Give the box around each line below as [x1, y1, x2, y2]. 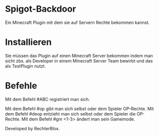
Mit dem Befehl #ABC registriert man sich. [5, 96, 90, 102]
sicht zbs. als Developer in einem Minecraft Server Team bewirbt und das [5, 58, 153, 64]
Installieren [5, 37, 52, 48]
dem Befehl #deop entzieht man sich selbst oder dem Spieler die [5, 111, 136, 117]
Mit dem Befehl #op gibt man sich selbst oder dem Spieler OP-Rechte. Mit [5, 106, 154, 112]
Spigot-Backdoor [5, 3, 76, 15]
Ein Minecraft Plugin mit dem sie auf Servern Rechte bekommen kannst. [5, 19, 150, 25]
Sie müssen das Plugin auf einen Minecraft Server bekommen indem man [5, 53, 153, 58]
